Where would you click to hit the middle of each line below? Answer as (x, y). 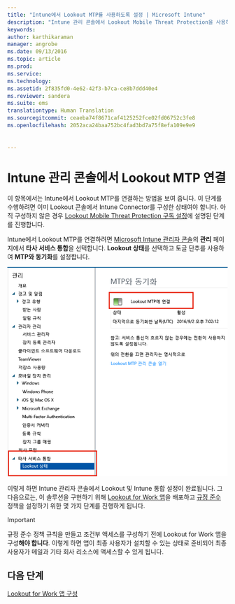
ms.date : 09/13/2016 (37, 52)
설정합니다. (74, 257)
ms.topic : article (34, 59)
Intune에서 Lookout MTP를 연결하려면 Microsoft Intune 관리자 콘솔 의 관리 (109, 239)
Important (21, 519)
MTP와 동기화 (34, 257)
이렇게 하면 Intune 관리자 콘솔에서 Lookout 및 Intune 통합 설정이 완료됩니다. (111, 488)
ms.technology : (29, 81)
